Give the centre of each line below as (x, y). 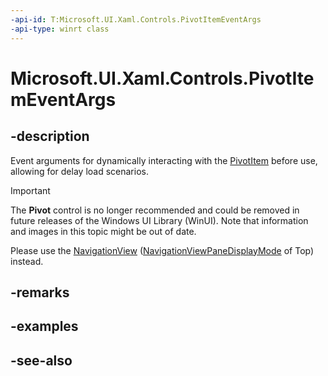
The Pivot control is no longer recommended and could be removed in (155, 210)
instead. (27, 261)
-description (50, 136)
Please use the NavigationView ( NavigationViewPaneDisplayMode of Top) (162, 250)
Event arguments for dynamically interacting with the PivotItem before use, (164, 160)
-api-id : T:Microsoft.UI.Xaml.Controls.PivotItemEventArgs (136, 19)
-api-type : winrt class (60, 29)
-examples (44, 326)
